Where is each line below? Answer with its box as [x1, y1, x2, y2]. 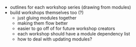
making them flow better [17, 20, 68, 26]
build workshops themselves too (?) [9, 9, 84, 15]
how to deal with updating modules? [17, 36, 92, 42]
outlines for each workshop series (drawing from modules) [9, 4, 131, 10]
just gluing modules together [17, 15, 76, 20]
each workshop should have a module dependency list [17, 31, 130, 36]
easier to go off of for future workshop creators [17, 25, 115, 31]
